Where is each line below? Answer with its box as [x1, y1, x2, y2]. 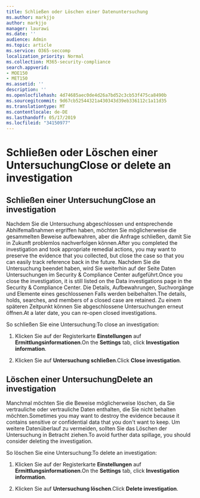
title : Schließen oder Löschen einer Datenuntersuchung [6, 8, 148, 15]
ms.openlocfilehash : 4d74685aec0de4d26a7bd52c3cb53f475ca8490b [6, 92, 167, 98]
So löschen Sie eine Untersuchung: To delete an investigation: [6, 449, 157, 456]
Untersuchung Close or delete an [6, 159, 171, 172]
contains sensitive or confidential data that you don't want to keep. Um [6, 418, 180, 426]
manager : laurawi [6, 25, 50, 32]
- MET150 [6, 75, 28, 81]
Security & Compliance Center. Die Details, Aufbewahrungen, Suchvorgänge [6, 284, 194, 291]
